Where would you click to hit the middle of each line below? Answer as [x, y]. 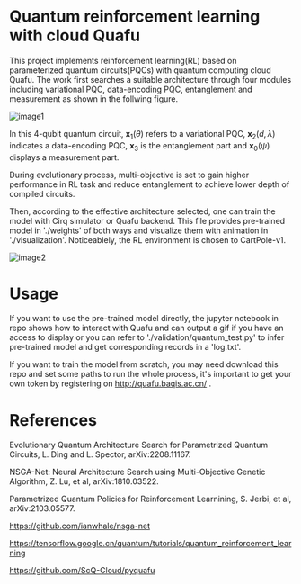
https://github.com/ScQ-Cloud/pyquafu [82, 571]
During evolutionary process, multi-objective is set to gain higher [129, 175]
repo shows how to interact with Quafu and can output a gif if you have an [146, 328]
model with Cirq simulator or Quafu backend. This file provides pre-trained [147, 220]
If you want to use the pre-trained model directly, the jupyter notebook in [144, 319]
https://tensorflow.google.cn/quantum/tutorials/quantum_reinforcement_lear [150, 544]
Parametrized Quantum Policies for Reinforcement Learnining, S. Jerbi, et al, [150, 499]
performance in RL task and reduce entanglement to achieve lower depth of [150, 184]
